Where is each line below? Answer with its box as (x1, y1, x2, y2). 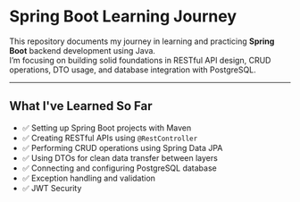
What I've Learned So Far (9, 98, 154, 114)
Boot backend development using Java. (9, 45, 156, 55)
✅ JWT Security (21, 182, 82, 193)
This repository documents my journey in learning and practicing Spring (9, 36, 275, 46)
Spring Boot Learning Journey (9, 6, 237, 27)
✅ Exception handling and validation (21, 173, 156, 183)
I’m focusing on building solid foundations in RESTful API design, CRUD (9, 55, 271, 65)
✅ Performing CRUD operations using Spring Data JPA (21, 142, 223, 153)
